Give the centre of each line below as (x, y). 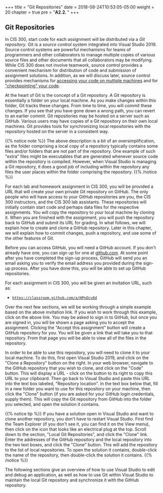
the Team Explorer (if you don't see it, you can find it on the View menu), (78, 424)
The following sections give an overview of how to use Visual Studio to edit (80, 470)
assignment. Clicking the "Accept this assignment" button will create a (75, 328)
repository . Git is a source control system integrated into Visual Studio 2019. (81, 44)
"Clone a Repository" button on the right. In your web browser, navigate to (79, 363)
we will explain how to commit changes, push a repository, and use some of (81, 233)
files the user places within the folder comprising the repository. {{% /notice (81, 172)
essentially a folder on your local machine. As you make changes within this (81, 100)
